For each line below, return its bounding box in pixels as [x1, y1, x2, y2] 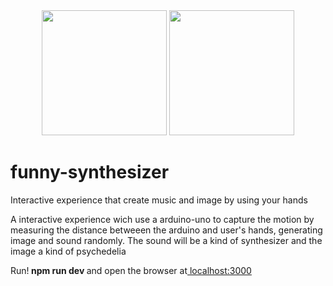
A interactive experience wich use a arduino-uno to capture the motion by [10, 213, 315, 225]
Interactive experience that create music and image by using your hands [10, 194, 308, 206]
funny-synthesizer [10, 161, 170, 184]
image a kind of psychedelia [10, 245, 127, 257]
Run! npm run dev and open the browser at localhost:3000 [10, 264, 252, 276]
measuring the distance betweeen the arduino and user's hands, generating [10, 224, 323, 236]
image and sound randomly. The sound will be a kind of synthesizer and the [10, 234, 323, 246]
